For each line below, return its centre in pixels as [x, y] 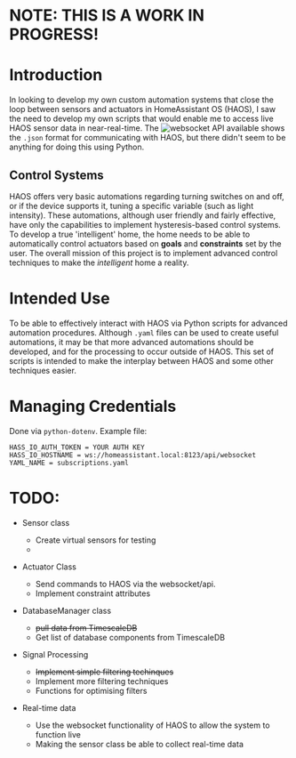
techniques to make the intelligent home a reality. [99, 262]
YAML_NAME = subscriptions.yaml [69, 463]
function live [58, 734]
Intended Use [60, 298]
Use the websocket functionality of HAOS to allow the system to [152, 725]
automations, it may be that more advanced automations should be [132, 342]
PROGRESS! [54, 34]
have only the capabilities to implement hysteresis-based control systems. [145, 224]
